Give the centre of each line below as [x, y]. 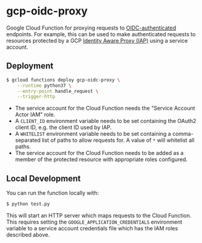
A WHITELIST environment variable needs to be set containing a [93, 134]
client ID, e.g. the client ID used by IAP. [63, 127]
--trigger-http [36, 97]
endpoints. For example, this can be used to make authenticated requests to [101, 34]
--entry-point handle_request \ [58, 91]
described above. [28, 235]
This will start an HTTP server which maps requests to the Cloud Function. [99, 215]
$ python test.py [28, 204]
